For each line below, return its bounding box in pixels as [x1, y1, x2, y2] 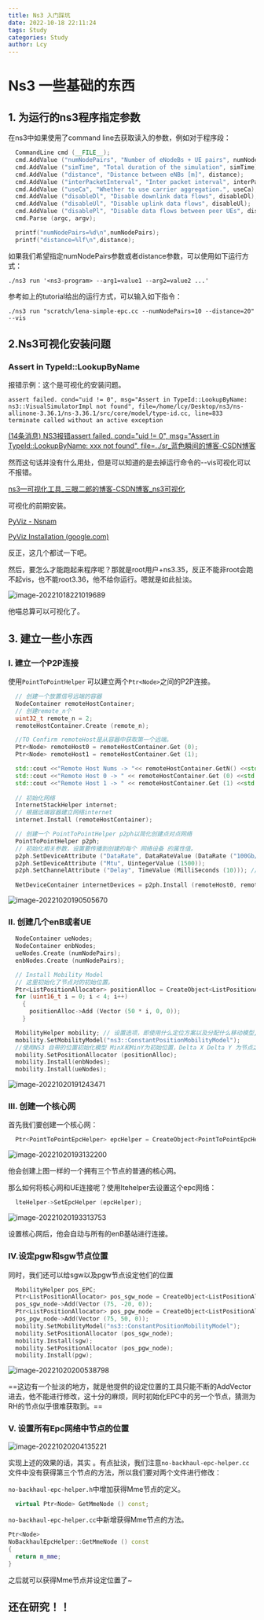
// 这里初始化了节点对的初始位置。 [15, 978, 114, 986]
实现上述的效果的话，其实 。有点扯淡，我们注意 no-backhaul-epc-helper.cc [8, 1457, 250, 1467]
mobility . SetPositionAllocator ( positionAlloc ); [15, 1051, 178, 1059]
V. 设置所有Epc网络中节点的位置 [8, 1423, 130, 1434]
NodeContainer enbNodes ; [15, 942, 97, 950]
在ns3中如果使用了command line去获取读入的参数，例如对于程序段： [8, 133, 232, 142]
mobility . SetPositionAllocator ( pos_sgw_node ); [15, 1329, 174, 1337]
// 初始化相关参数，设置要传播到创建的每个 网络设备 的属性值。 [15, 844, 197, 853]
